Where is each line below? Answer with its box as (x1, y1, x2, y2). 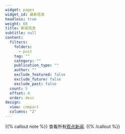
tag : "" (14, 53, 30, 59)
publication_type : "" (14, 63, 59, 68)
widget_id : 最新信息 (5, 12, 45, 17)
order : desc (9, 95, 35, 100)
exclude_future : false (14, 77, 61, 82)
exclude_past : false (14, 81, 57, 86)
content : (5, 35, 23, 40)
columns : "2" (9, 109, 37, 115)
